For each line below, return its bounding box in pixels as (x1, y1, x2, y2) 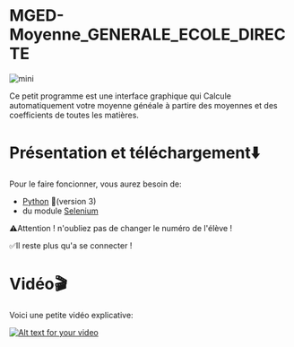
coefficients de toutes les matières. (9, 109, 139, 120)
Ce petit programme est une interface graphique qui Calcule (9, 91, 231, 101)
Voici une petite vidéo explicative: (9, 309, 134, 320)
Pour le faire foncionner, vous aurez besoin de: (9, 178, 182, 189)
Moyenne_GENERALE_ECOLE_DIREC (9, 24, 286, 45)
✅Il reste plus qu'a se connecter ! (9, 239, 133, 251)
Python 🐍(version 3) (22, 195, 97, 206)
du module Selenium (22, 205, 99, 216)
